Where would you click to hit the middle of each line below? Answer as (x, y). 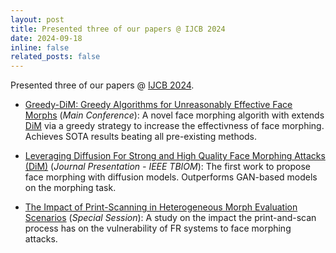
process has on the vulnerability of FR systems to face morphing (158, 228)
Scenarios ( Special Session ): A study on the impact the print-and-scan (170, 218)
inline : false (40, 47)
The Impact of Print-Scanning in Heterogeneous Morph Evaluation (161, 207)
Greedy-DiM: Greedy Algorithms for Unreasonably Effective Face (158, 105)
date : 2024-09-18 (46, 38)
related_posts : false (55, 57)
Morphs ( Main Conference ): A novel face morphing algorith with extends (174, 115)
